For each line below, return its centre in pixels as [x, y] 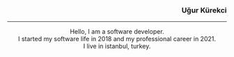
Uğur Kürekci [204, 10]
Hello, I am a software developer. [117, 32]
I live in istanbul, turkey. [117, 46]
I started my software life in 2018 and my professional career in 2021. [117, 39]
